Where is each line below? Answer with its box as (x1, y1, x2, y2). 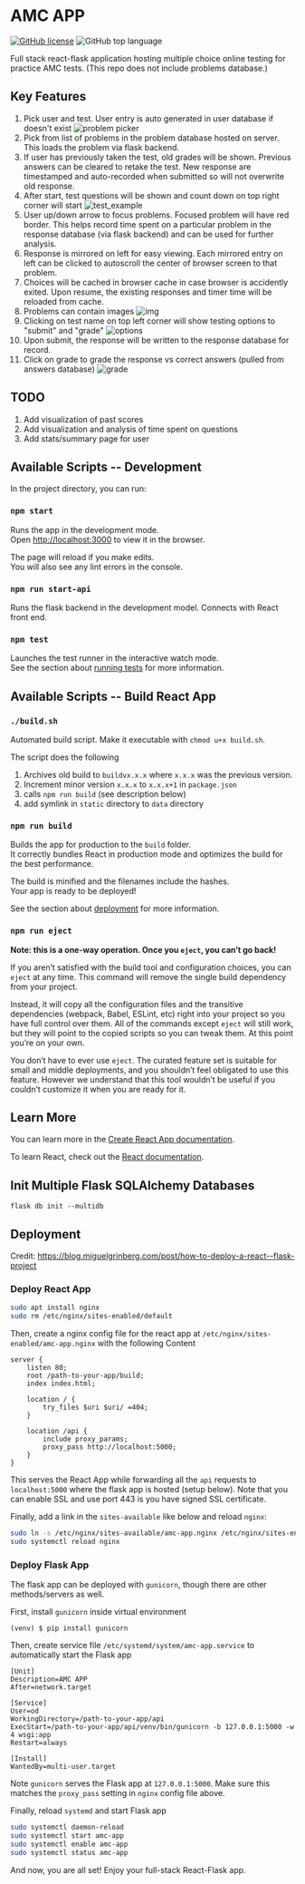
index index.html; (26, 1379, 96, 1388)
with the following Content (97, 1338, 195, 1349)
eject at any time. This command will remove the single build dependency (10, 971, 287, 982)
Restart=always (10, 1738, 68, 1748)
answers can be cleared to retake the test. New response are (23, 160, 252, 172)
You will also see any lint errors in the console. (10, 561, 184, 572)
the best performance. (10, 859, 94, 869)
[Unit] (10, 1667, 35, 1676)
